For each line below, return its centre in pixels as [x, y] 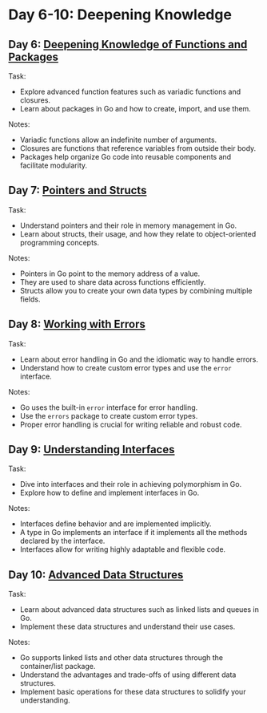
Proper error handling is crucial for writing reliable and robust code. [131, 424]
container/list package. [58, 666]
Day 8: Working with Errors [77, 324]
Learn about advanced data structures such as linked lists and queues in [139, 610]
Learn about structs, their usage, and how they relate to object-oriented [138, 233]
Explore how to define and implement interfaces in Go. [110, 493]
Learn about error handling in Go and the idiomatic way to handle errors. [139, 359]
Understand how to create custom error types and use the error [126, 367]
